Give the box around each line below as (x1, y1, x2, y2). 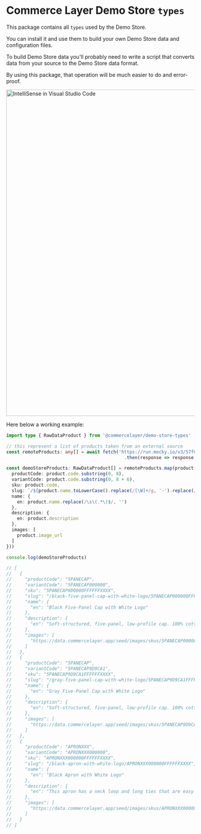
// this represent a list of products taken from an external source (6, 443, 184, 449)
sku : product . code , (11, 482, 60, 489)
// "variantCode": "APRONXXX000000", (6, 749, 111, 756)
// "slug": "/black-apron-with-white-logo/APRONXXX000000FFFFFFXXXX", (6, 761, 197, 767)
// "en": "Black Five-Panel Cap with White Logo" (6, 604, 148, 610)
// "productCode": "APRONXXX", (6, 744, 95, 750)
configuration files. (6, 41, 53, 49)
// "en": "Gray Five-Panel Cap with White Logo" (6, 688, 146, 694)
